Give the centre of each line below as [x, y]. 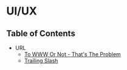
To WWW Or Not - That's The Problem [73, 54]
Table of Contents [41, 33]
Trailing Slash [41, 61]
